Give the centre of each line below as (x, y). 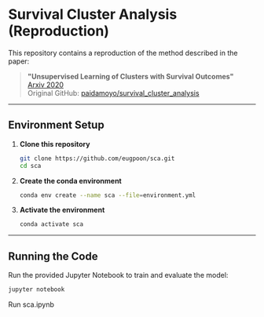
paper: (19, 61)
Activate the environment (62, 210)
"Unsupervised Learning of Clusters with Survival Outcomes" (130, 76)
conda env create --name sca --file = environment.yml (108, 195)
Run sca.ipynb (31, 304)
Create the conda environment (70, 180)
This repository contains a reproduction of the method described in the (123, 53)
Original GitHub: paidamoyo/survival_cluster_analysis (113, 93)
